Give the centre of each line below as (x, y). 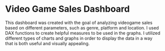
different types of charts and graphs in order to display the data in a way (79, 38)
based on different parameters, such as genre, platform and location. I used (82, 27)
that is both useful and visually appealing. (47, 43)
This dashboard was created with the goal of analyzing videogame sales (79, 23)
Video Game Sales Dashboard (67, 9)
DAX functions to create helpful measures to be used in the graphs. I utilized (83, 33)
